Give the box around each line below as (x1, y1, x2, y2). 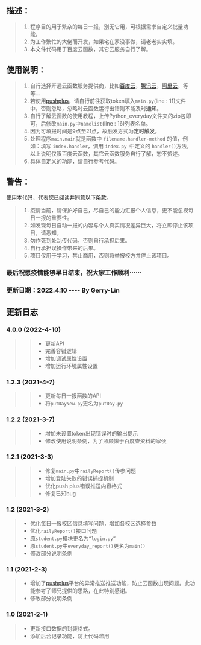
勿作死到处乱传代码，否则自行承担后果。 (29, 237, 131, 244)
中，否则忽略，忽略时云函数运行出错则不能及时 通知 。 (29, 104, 162, 112)
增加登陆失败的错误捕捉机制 (45, 474, 114, 481)
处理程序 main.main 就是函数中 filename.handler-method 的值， (29, 135, 183, 142)
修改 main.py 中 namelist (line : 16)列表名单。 (46, 119, 152, 127)
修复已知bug (45, 489, 76, 497)
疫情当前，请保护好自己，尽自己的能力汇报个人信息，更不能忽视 (29, 207, 188, 214)
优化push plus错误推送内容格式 (45, 482, 122, 489)
